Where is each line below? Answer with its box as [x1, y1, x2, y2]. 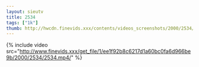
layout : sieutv [6, 8, 44, 15]
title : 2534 [6, 14, 36, 20]
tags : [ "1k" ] [6, 20, 38, 25]
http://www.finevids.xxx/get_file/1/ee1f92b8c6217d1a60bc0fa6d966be [20, 48, 191, 55]
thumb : [6, 25, 23, 31]
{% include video [6, 42, 49, 49]
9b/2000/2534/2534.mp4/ [6, 54, 71, 61]
